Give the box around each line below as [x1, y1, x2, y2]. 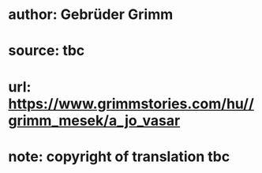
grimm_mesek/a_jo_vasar [8, 111, 181, 130]
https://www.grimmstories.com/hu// [8, 95, 255, 112]
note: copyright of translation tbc [8, 148, 230, 165]
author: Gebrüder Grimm [8, 6, 174, 24]
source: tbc [8, 42, 85, 60]
